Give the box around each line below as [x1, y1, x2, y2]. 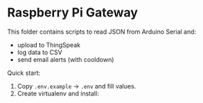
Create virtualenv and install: [17, 89, 99, 98]
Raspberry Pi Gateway [7, 5, 139, 21]
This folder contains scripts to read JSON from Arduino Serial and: [7, 27, 197, 36]
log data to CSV [17, 48, 62, 56]
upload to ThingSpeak [17, 41, 81, 49]
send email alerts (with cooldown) [17, 55, 114, 63]
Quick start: [7, 69, 40, 77]
